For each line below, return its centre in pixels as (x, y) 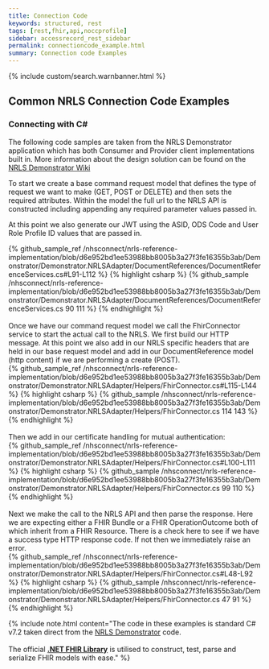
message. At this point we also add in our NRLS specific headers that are (129, 342)
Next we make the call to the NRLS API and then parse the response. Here (131, 514)
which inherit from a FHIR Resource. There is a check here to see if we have (134, 531)
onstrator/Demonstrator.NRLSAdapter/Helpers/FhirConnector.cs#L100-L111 (132, 462)
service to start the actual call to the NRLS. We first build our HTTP (119, 334)
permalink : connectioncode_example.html (77, 46)
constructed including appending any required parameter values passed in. (132, 209)
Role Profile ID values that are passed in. (75, 233)
